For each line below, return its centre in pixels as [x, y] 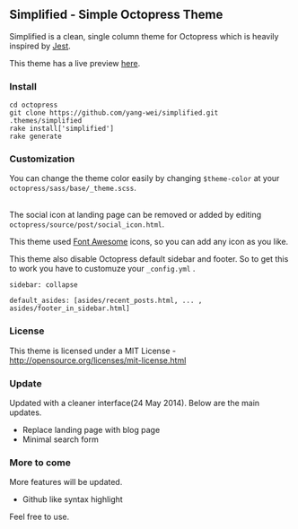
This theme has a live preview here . [75, 63]
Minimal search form [60, 439]
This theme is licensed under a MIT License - [93, 351]
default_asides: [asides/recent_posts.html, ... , [106, 301]
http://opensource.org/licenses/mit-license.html [98, 360]
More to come [40, 463]
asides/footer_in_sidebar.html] [70, 308]
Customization [42, 159]
